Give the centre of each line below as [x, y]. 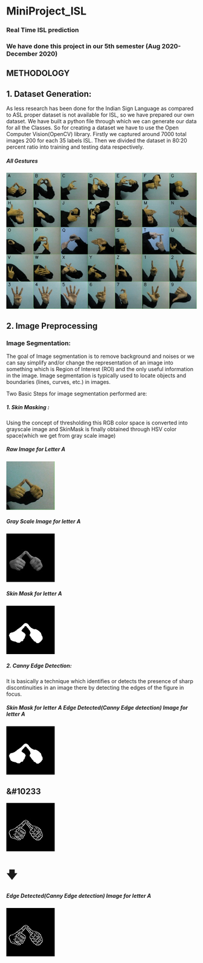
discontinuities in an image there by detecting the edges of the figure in [95, 687]
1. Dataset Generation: [49, 94]
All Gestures [22, 161]
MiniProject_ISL [47, 11]
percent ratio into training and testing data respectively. [75, 147]
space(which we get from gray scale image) [61, 435]
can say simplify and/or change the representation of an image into [90, 362]
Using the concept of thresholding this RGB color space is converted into [97, 423]
